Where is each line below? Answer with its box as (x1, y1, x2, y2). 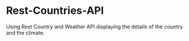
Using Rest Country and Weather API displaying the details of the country (6, 23, 183, 30)
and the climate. (6, 29, 45, 36)
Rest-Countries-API (6, 4, 104, 17)
